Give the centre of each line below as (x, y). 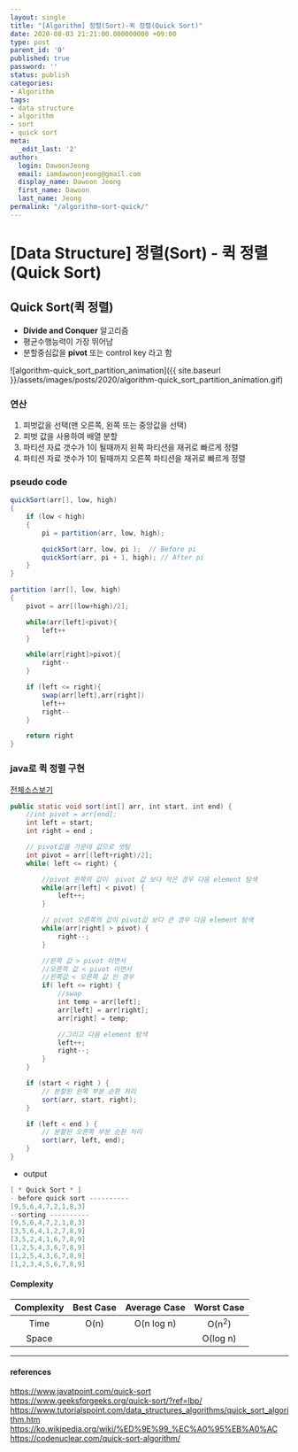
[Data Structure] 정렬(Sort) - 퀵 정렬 (139, 253)
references (31, 1371)
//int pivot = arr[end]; (72, 815)
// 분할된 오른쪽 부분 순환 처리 (92, 1132)
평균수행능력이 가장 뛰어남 (68, 341)
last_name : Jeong (50, 199)
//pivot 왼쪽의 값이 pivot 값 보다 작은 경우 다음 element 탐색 (150, 879)
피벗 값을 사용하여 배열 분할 (70, 436)
